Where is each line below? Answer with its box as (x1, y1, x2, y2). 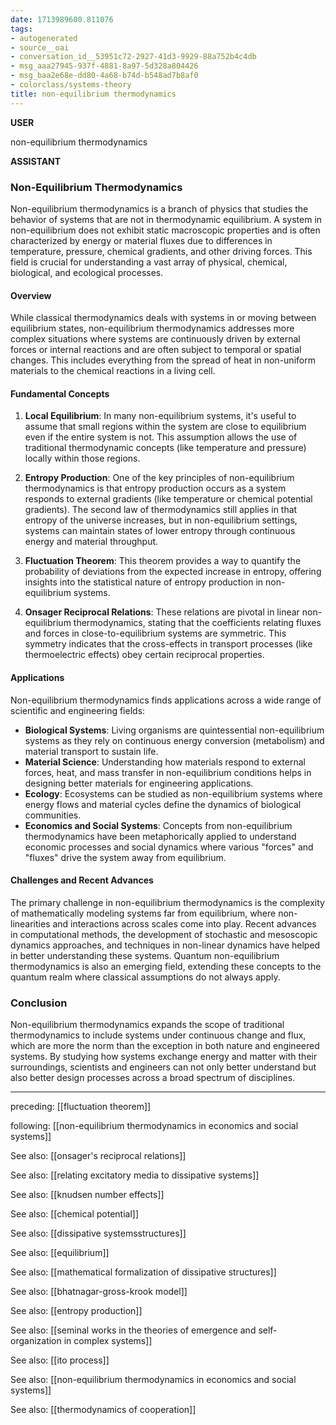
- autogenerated (10, 33, 78, 43)
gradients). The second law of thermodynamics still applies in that (24, 504, 298, 516)
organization (10, 1335, 62, 1347)
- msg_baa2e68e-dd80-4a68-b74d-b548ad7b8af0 (10, 71, 199, 81)
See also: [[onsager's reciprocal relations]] (10, 1150, 187, 1162)
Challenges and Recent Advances (10, 874, 154, 886)
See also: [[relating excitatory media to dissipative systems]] (10, 1169, 260, 1181)
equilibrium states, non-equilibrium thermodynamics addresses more (10, 322, 295, 335)
